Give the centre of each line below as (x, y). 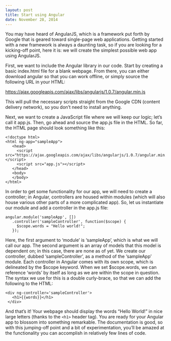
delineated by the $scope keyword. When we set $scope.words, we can (81, 267)
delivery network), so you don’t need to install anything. (64, 107)
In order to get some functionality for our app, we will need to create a (79, 192)
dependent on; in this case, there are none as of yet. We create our (76, 251)
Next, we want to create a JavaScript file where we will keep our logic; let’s (84, 117)
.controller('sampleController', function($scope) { (69, 222)
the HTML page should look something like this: (55, 128)
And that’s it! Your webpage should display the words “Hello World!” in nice (84, 311)
